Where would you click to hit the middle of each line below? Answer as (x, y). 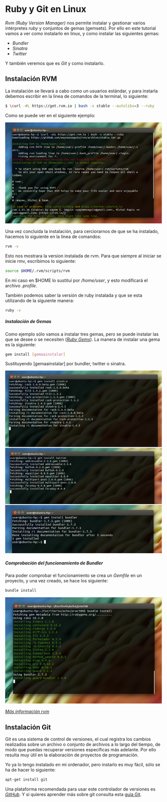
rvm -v (12, 246)
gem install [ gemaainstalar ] (35, 354)
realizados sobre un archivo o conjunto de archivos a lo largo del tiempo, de (83, 744)
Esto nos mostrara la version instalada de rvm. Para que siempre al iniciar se (83, 256)
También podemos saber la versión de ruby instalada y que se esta (74, 295)
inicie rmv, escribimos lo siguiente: (41, 261)
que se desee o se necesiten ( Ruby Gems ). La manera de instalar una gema (83, 339)
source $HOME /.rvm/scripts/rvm (38, 271)
